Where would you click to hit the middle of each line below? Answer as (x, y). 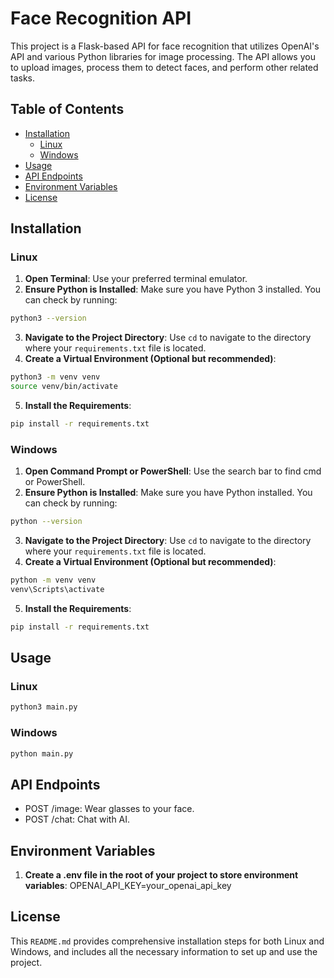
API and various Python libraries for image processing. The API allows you (163, 56)
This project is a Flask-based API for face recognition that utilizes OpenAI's (165, 46)
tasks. (23, 78)
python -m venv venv (53, 580)
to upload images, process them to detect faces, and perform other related (164, 67)
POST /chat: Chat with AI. (77, 819)
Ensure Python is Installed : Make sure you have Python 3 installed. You (173, 289)
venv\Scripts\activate (57, 589)
